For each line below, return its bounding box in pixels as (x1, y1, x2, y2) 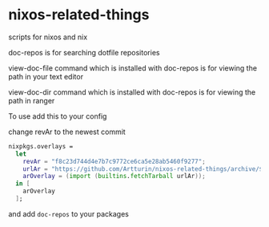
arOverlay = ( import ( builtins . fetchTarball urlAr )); (22, 172, 206, 180)
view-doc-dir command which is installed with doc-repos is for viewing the (8, 87, 256, 97)
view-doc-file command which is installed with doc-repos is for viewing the (8, 63, 258, 73)
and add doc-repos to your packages (8, 209, 130, 218)
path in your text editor (8, 71, 84, 81)
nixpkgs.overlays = (8, 142, 74, 150)
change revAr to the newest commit (8, 127, 126, 136)
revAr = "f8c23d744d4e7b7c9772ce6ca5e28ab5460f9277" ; (22, 157, 206, 165)
